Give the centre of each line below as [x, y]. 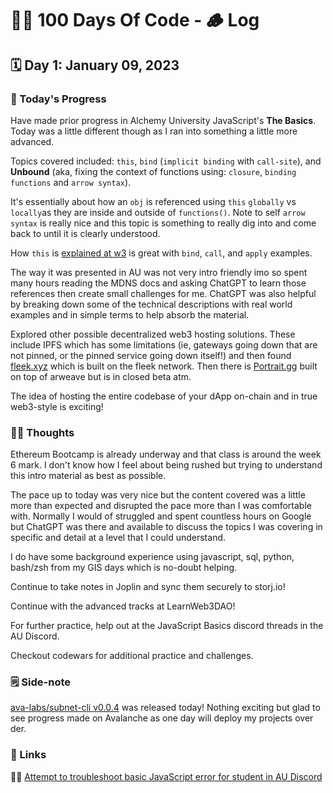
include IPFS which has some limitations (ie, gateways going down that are [164, 344]
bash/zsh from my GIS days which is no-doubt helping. [124, 568]
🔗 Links [28, 755]
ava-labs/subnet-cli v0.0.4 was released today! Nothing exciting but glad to [165, 708]
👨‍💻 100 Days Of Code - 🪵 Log [135, 20]
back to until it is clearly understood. [85, 233]
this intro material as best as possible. [88, 476]
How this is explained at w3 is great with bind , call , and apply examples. [161, 253]
